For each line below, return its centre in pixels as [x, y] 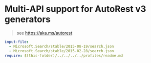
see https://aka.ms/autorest [44, 33]
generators [28, 19]
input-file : [17, 42]
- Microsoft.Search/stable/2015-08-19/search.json [62, 46]
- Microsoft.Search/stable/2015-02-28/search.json [62, 51]
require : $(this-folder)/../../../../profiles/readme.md [64, 55]
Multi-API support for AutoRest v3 [75, 9]
